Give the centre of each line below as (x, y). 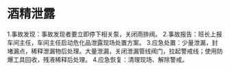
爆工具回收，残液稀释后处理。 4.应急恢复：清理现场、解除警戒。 (98, 59)
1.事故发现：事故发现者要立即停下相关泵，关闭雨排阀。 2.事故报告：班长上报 (115, 34)
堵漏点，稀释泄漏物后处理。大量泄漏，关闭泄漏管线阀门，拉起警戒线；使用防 (115, 51)
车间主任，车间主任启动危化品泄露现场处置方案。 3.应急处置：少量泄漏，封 (113, 42)
